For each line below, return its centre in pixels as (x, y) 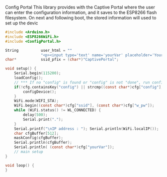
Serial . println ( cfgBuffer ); (43, 143)
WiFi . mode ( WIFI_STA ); (36, 101)
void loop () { (20, 165)
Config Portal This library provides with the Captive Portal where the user (80, 7)
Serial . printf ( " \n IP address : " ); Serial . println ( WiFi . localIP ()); (86, 129)
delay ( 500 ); (36, 115)
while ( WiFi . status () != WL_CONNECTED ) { (57, 110)
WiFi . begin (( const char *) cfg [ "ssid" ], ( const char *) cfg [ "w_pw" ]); (84, 106)
